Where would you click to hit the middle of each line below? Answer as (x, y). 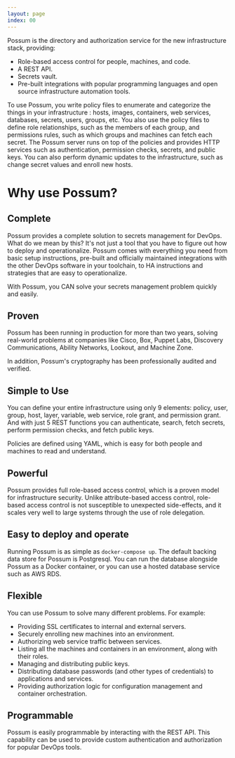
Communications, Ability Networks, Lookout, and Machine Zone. (100, 347)
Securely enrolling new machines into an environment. (96, 634)
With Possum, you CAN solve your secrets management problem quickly (112, 286)
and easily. (23, 294)
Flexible (25, 596)
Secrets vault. (38, 76)
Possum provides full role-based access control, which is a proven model (113, 490)
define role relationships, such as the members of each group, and (103, 127)
